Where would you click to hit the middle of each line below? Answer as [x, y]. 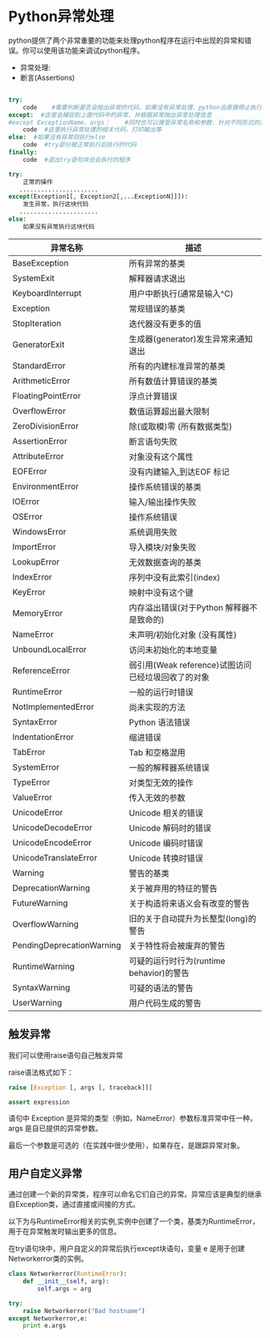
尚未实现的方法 [157, 707]
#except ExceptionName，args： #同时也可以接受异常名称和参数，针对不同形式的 [134, 122]
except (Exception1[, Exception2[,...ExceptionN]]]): [98, 197]
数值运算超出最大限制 [170, 411]
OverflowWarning [45, 924]
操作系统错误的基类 [166, 486]
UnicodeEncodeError [52, 842]
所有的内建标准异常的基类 [178, 365]
